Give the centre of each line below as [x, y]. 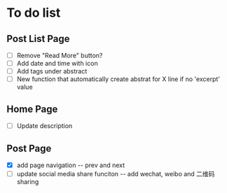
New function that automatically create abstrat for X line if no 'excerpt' [118, 79]
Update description [44, 126]
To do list [34, 13]
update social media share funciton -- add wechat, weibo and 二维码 [116, 174]
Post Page [29, 148]
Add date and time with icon [57, 64]
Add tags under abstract [52, 71]
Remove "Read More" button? [60, 55]
